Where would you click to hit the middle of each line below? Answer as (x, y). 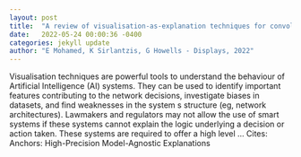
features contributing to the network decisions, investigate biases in (134, 96)
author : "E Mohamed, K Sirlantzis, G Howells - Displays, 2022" (132, 51)
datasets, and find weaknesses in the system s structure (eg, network (138, 105)
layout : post (34, 17)
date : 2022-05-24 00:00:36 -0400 (76, 34)
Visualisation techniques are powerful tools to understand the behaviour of (147, 76)
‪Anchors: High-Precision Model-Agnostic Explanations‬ (110, 144)
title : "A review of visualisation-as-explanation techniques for (138, 26)
